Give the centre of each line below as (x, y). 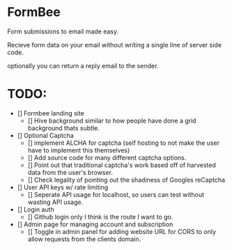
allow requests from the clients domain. (84, 239)
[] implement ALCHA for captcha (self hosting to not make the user (124, 143)
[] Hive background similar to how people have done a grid (112, 120)
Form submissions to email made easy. (63, 31)
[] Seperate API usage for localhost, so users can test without (116, 194)
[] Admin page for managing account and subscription (95, 224)
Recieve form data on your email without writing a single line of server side (114, 45)
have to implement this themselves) (79, 150)
